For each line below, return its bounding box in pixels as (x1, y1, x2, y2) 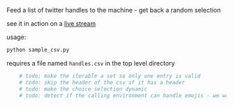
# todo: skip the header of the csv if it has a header (19, 79, 186, 86)
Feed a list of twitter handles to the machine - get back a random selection (6, 6, 221, 14)
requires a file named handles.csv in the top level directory (6, 59, 175, 67)
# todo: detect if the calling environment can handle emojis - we (19, 92, 219, 99)
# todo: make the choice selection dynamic (19, 85, 148, 93)
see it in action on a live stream (6, 20, 96, 27)
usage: (6, 33, 27, 41)
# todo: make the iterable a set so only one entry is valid (19, 73, 200, 79)
